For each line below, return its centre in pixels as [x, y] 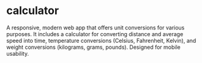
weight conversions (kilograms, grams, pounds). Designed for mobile [93, 47]
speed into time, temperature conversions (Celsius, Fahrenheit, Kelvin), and [101, 40]
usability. [18, 53]
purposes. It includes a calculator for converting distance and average [95, 34]
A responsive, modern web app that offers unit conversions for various [95, 28]
